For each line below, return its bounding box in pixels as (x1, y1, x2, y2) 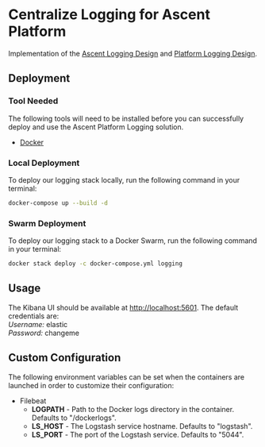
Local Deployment (8, 157, 80, 168)
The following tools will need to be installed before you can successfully (8, 114, 244, 123)
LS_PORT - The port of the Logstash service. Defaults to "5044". (31, 430, 244, 439)
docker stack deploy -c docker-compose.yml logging (8, 260, 182, 268)
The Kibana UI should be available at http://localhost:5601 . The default (8, 302, 239, 312)
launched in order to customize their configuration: (8, 380, 175, 390)
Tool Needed (8, 95, 59, 106)
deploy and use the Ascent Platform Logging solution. (8, 121, 184, 132)
